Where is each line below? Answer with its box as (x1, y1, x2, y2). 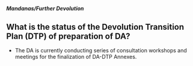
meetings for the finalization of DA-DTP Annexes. (14, 54, 137, 61)
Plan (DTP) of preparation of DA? (6, 31, 130, 41)
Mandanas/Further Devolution (6, 5, 84, 12)
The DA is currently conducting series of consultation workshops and (14, 47, 188, 54)
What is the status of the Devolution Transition (6, 21, 185, 32)
